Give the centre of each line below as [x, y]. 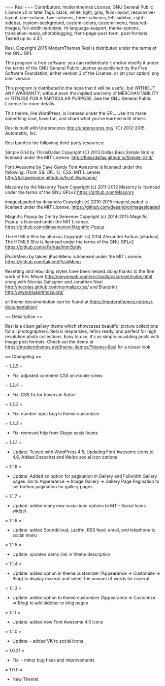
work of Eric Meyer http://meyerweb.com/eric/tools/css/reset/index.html [79, 277]
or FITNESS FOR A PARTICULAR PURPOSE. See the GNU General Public [78, 98]
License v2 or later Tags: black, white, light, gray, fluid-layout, [68, 12]
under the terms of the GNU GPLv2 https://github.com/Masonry [70, 192]
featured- [139, 23]
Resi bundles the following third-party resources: [55, 143]
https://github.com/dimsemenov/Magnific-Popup [55, 227]
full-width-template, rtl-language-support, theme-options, [81, 28]
